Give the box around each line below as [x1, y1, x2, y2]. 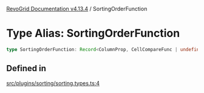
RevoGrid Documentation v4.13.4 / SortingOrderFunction [6, 5, 148, 12]
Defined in [6, 63, 47, 74]
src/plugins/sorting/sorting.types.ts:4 [6, 79, 100, 87]
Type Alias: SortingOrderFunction [6, 27, 180, 40]
